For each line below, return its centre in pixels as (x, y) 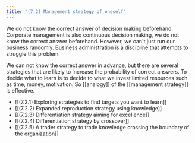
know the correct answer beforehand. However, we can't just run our (91, 41)
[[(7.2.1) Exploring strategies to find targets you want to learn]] (91, 102)
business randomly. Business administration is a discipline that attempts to (97, 47)
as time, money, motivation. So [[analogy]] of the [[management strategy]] (97, 84)
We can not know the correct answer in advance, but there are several (92, 65)
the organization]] (37, 134)
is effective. (21, 90)
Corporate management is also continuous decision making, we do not (93, 35)
